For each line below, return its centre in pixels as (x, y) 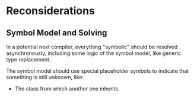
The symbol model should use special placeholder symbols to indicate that (98, 71)
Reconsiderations (50, 11)
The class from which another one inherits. (67, 89)
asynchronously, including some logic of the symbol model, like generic (94, 53)
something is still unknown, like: (45, 77)
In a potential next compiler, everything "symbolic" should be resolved (92, 47)
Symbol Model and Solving (57, 33)
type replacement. (28, 59)
